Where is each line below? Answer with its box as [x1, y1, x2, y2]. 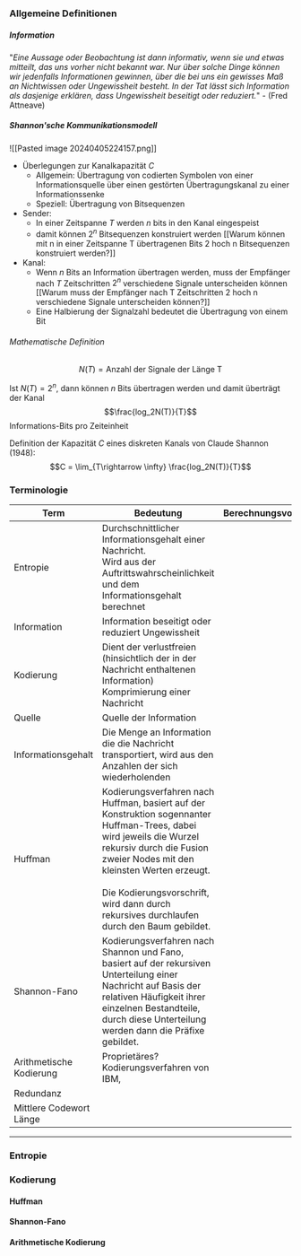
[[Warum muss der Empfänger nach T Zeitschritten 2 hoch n [35, 287, 258, 298]
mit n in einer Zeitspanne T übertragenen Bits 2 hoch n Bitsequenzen [35, 238, 290, 249]
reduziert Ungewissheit [101, 626, 200, 639]
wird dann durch [101, 898, 172, 911]
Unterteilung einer [101, 968, 178, 981]
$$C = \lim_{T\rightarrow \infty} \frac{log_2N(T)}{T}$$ [49, 461, 252, 473]
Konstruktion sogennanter [101, 808, 212, 821]
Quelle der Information [101, 711, 197, 724]
